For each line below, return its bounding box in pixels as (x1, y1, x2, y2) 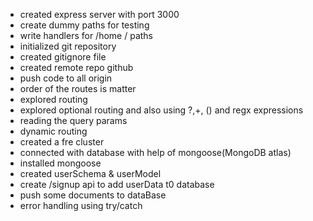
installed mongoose (19, 157, 102, 169)
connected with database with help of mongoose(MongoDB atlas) (19, 147, 292, 158)
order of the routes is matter (19, 83, 137, 94)
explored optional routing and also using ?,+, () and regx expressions (19, 104, 304, 116)
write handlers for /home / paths (19, 30, 153, 41)
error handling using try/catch (19, 200, 143, 211)
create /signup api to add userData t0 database (19, 179, 215, 190)
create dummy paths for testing (19, 19, 150, 31)
